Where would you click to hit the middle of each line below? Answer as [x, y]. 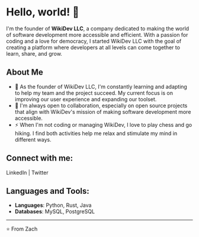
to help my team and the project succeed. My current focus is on [94, 93]
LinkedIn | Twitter [27, 172]
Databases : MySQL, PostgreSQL [55, 212]
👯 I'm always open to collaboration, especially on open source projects [101, 105]
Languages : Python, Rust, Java [53, 205]
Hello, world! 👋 [43, 12]
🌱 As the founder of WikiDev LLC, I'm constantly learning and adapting [101, 87]
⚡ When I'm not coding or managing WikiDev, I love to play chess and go [103, 124]
